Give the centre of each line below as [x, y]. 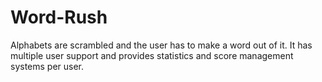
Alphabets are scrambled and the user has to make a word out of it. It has [161, 45]
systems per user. [47, 66]
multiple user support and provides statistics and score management [152, 55]
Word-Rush [59, 17]
